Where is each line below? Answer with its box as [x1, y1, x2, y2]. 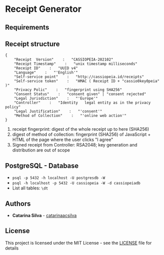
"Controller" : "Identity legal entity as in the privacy [14, 100, 151, 106]
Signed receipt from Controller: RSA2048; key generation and [12, 142, 137, 148]
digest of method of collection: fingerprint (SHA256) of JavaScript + [12, 132, 151, 138]
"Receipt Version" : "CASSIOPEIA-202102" [14, 57, 113, 62]
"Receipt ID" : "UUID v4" [14, 66, 78, 71]
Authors [5, 199, 31, 208]
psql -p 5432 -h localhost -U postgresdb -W [12, 176, 105, 181]
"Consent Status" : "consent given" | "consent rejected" [14, 92, 147, 97]
